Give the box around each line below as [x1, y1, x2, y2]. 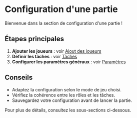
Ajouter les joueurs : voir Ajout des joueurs [11, 48, 101, 54]
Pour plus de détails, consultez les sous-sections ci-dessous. [4, 107, 131, 113]
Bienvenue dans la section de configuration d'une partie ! [4, 20, 123, 26]
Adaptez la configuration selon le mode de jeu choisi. [11, 86, 122, 92]
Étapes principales [4, 35, 64, 43]
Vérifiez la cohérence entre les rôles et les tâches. [11, 92, 115, 98]
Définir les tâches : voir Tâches [11, 53, 77, 59]
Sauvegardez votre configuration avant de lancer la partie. [11, 97, 132, 103]
